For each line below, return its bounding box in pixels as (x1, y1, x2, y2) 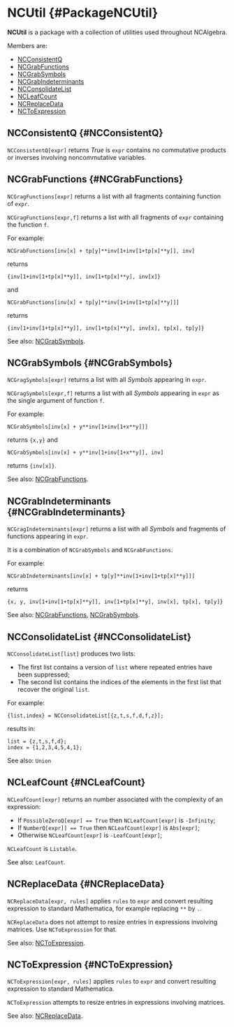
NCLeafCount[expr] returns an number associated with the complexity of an (7, 795, 224, 804)
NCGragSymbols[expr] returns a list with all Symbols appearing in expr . (7, 376, 207, 384)
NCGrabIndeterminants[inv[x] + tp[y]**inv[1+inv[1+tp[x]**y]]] (7, 572, 196, 580)
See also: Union (7, 756, 52, 764)
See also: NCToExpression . (7, 938, 86, 947)
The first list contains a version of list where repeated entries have (17, 663, 213, 671)
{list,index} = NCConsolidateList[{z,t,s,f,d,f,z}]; (7, 712, 164, 719)
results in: (7, 725, 36, 732)
